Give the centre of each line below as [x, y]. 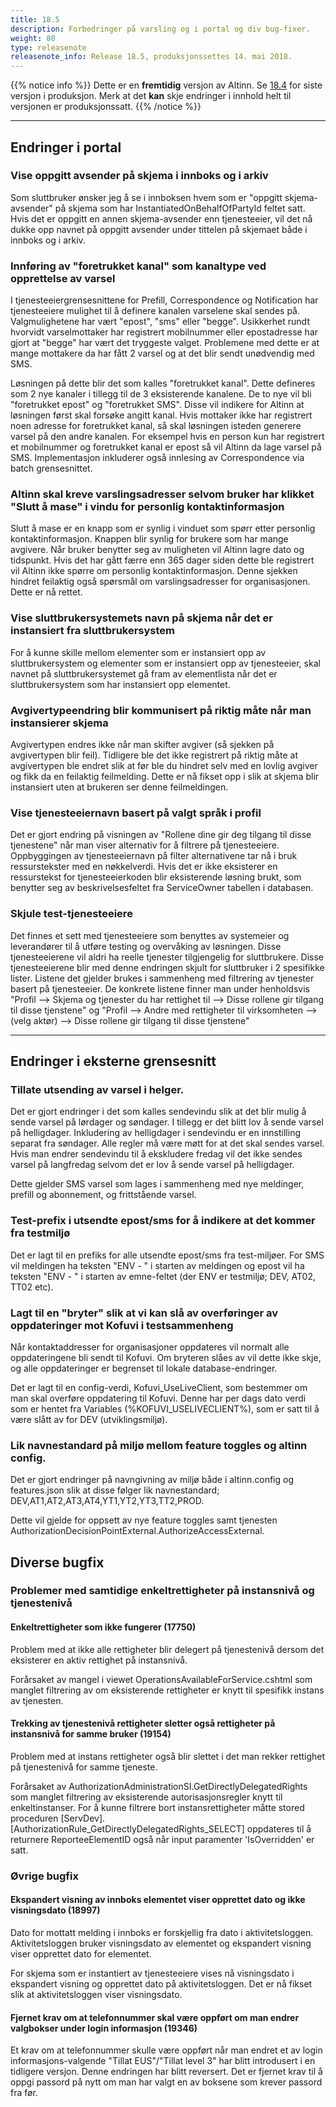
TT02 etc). [32, 1287]
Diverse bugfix [57, 1562]
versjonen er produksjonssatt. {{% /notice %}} [106, 107]
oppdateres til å [279, 1828]
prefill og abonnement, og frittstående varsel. [103, 1195]
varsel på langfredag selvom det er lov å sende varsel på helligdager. [152, 1165]
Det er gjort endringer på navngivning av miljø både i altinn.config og [152, 1480]
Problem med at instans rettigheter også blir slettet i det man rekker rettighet [168, 1756]
